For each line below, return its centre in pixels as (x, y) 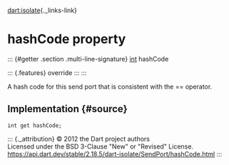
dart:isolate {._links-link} (42, 10)
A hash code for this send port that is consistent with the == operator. (110, 86)
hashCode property (67, 39)
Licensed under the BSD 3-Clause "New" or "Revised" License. (101, 146)
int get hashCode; (35, 125)
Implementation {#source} (68, 109)
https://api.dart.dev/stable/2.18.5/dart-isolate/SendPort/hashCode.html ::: (115, 154)
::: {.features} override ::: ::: (47, 72)
